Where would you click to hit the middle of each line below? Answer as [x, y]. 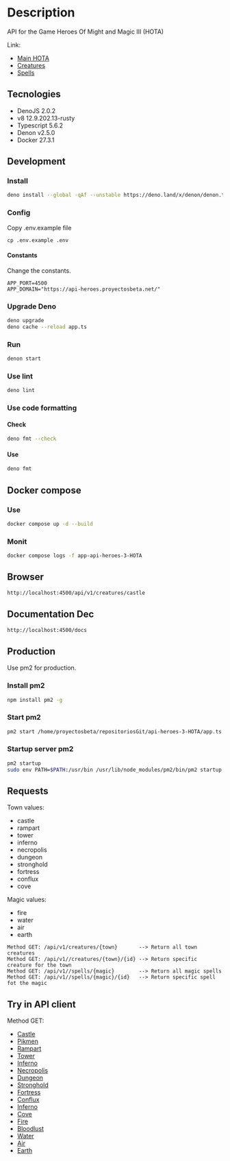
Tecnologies [34, 94]
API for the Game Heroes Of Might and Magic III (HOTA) [86, 32]
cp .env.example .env [38, 240]
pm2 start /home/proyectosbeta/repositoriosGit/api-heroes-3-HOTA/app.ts [115, 731]
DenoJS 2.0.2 [36, 110]
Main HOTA [33, 58]
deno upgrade [26, 321]
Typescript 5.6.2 [40, 125]
